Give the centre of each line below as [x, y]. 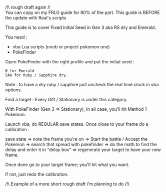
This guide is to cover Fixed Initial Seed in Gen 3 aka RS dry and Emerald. [81, 27]
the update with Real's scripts [36, 18]
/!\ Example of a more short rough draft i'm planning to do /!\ [67, 184]
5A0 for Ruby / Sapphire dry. [37, 75]
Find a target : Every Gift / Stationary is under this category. [66, 99]
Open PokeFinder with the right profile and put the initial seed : [70, 62]
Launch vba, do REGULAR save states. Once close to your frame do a [77, 124]
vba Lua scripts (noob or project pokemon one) [61, 47]
